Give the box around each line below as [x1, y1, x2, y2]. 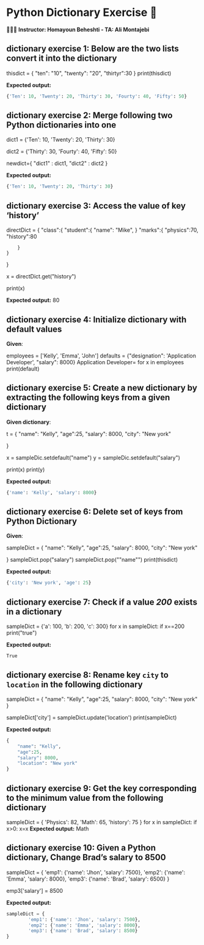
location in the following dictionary [6, 679, 143, 689]
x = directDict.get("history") [6, 273, 76, 280]
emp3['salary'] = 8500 [6, 887, 63, 894]
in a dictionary [6, 606, 62, 617]
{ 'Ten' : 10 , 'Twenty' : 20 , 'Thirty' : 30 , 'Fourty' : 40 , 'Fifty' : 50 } [6, 93, 188, 99]
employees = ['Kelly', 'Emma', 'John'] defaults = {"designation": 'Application [6, 352, 197, 359]
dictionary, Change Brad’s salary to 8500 [6, 852, 166, 863]
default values [6, 324, 62, 334]
